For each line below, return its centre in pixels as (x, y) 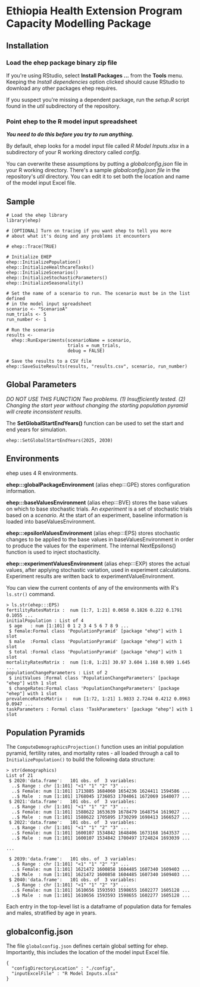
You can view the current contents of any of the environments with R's (93, 587)
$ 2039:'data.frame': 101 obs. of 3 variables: (73, 859)
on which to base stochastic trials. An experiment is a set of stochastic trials (99, 509)
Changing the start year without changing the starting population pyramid (97, 405)
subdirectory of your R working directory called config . (74, 152)
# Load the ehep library (37, 215)
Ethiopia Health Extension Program (94, 11)
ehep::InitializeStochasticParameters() (57, 278)
